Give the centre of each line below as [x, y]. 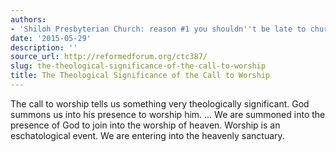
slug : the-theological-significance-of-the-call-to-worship [138, 66]
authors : [28, 19]
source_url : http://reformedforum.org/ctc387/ [109, 57]
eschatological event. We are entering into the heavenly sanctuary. [147, 135]
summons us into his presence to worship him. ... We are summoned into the [168, 114]
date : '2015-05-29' [51, 38]
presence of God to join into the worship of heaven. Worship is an [145, 125]
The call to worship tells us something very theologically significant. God [160, 103]
